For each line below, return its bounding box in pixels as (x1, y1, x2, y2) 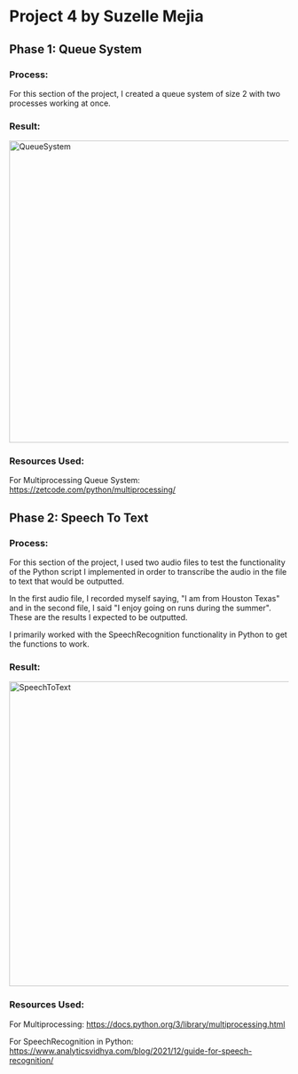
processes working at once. (9, 98, 111, 108)
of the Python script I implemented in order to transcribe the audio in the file (9, 567, 287, 577)
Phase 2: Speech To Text (9, 510, 149, 525)
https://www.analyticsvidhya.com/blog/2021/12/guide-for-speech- (9, 1046, 253, 1056)
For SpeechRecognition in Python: (9, 1036, 134, 1046)
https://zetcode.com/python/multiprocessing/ (9, 484, 176, 495)
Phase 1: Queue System (9, 42, 142, 57)
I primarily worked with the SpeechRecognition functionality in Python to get (9, 629, 288, 640)
